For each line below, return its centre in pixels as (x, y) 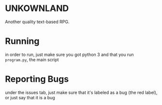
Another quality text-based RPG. (37, 22)
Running (22, 41)
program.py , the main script (32, 59)
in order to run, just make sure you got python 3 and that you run (69, 54)
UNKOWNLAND (37, 8)
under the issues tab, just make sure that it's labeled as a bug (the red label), (81, 92)
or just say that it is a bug (30, 97)
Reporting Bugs (37, 79)
